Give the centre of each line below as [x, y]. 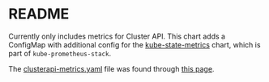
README [39, 14]
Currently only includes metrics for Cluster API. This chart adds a [117, 36]
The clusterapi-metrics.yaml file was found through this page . [111, 68]
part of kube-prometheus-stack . [60, 53]
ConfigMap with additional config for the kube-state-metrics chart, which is [134, 44]
